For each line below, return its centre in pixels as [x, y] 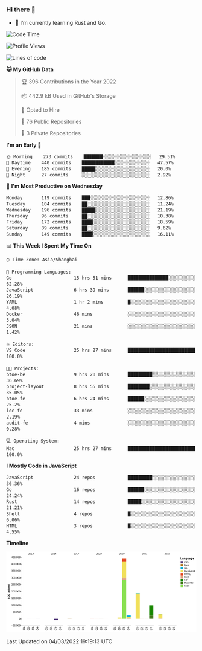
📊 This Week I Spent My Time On [49, 246]
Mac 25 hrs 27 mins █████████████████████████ [101, 449]
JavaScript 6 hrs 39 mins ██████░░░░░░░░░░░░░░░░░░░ [101, 290]
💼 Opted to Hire [40, 110]
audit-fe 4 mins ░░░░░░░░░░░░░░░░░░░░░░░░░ [101, 423]
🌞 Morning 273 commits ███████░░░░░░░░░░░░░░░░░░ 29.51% [91, 157]
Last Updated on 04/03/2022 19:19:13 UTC [59, 641]
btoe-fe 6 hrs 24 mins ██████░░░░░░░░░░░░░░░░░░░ [101, 399]
